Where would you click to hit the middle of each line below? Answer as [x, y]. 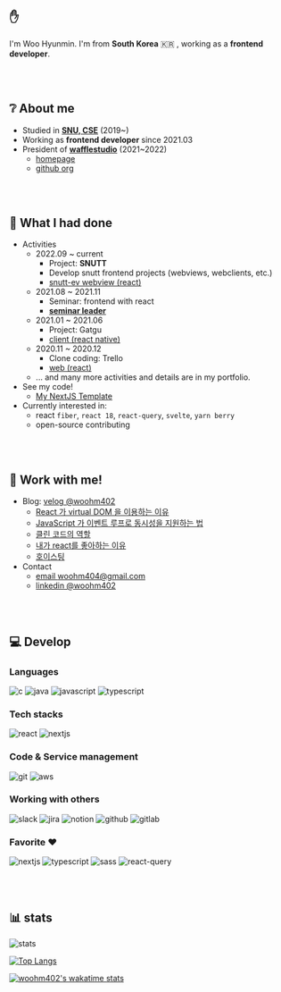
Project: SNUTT [78, 264]
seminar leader [78, 311]
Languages [34, 671]
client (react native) [84, 340]
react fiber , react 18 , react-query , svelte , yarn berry [135, 416]
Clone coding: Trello [86, 358]
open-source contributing [83, 425]
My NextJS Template [74, 396]
